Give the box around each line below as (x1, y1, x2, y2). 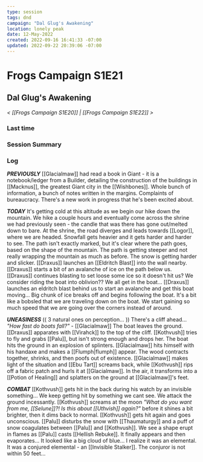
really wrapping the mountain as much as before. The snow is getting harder (7, 252, 197, 260)
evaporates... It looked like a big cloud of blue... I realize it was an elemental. (7, 437, 197, 444)
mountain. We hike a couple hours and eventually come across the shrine (7, 214, 190, 222)
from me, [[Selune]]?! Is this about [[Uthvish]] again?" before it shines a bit (7, 405, 193, 412)
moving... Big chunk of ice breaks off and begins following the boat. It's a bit (7, 291, 197, 299)
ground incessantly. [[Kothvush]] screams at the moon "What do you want (7, 398, 192, 406)
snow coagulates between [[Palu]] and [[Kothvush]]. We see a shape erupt (7, 424, 193, 432)
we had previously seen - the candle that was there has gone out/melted (7, 220, 188, 228)
